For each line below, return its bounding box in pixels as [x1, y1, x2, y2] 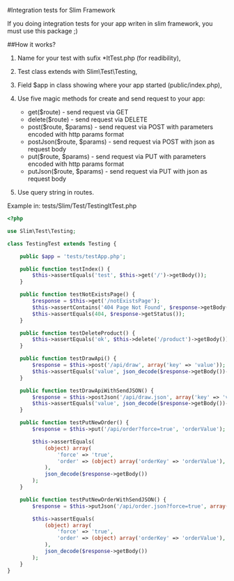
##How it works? [7, 40, 56, 48]
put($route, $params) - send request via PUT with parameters [27, 153, 207, 160]
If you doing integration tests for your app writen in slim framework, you [7, 20, 213, 27]
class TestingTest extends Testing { [7, 240, 117, 247]
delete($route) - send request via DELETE [27, 115, 148, 123]
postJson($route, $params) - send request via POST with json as [27, 137, 215, 146]
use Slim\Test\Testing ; [7, 227, 77, 234]
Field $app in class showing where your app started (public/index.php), [17, 81, 222, 89]
